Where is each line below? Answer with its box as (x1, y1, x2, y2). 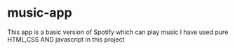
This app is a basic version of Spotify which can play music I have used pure (7, 28, 229, 36)
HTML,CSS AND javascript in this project (7, 35, 125, 43)
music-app (7, 5, 72, 21)
